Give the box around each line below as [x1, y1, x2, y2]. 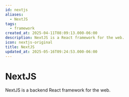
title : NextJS [5, 44, 35, 49]
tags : [5, 21, 17, 26]
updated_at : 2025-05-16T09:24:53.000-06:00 [5, 49, 98, 54]
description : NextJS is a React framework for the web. [5, 35, 124, 40]
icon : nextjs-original [5, 40, 53, 45]
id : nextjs [5, 7, 28, 12]
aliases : [5, 12, 24, 17]
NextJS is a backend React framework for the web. [5, 87, 111, 93]
